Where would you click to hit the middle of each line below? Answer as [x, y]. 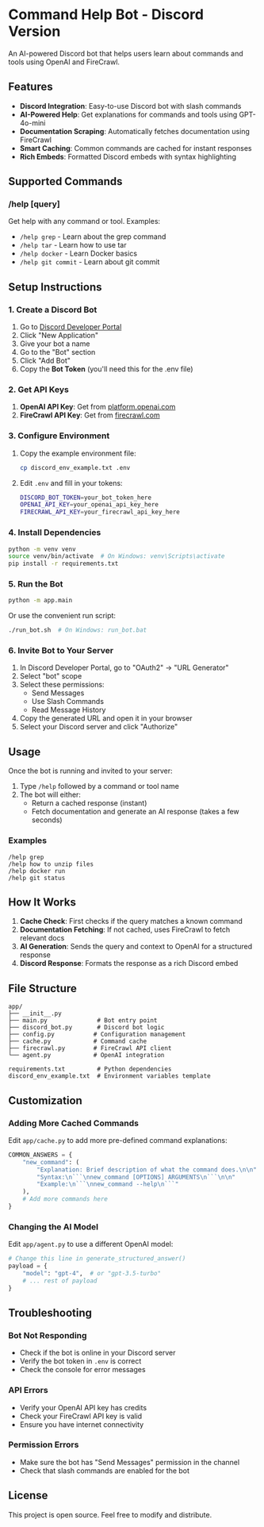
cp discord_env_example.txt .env [75, 467]
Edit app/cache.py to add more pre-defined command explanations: [118, 1140]
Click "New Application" [59, 336]
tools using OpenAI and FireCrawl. [64, 62]
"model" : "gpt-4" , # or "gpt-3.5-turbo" [92, 1273]
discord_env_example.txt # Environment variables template [110, 1076]
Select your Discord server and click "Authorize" [99, 727]
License [28, 1496]
